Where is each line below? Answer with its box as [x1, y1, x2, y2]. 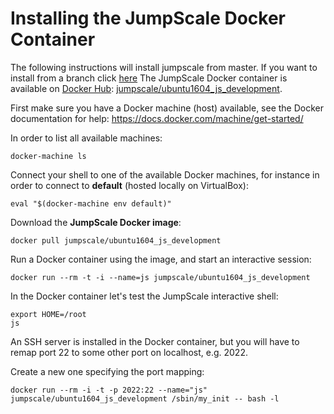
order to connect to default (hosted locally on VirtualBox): [10, 179, 249, 191]
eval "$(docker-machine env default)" [10, 198, 172, 209]
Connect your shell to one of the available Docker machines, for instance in [10, 168, 320, 181]
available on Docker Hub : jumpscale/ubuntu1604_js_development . [10, 82, 283, 94]
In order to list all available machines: [10, 132, 163, 144]
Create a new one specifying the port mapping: [10, 365, 205, 377]
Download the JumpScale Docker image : [10, 216, 182, 228]
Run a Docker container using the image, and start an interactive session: [10, 253, 312, 265]
